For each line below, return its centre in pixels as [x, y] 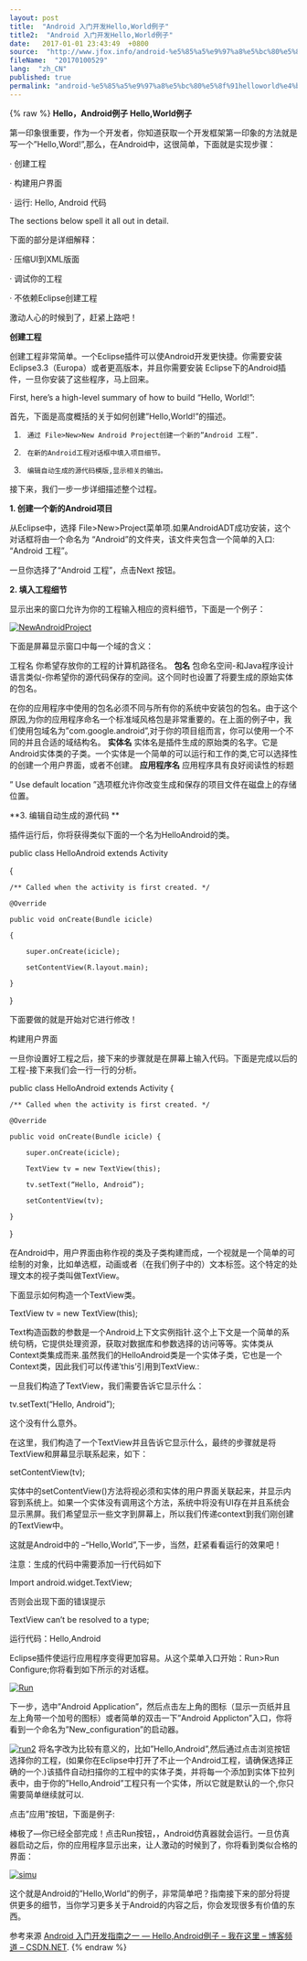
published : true [40, 78]
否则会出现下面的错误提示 [58, 1601]
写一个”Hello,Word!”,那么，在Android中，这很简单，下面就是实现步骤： [143, 144]
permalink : [30, 86]
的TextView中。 [39, 1525]
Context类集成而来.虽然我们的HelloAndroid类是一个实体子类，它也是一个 [146, 1355]
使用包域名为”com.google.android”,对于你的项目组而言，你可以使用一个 [151, 730]
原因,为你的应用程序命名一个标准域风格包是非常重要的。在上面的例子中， [147, 719]
